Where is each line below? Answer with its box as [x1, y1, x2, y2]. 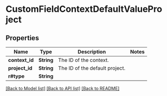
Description [77, 48, 106, 55]
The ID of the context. [58, 57, 109, 63]
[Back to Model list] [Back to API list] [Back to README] [5, 86, 120, 91]
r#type [8, 73, 25, 80]
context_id [8, 57, 34, 63]
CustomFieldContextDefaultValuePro [5, 3, 163, 15]
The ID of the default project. [58, 65, 126, 71]
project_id [8, 65, 33, 71]
